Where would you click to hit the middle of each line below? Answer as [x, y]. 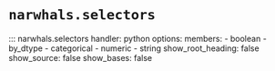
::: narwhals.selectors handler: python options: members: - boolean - [138, 38]
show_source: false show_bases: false [80, 57]
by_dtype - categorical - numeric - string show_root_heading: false [134, 48]
